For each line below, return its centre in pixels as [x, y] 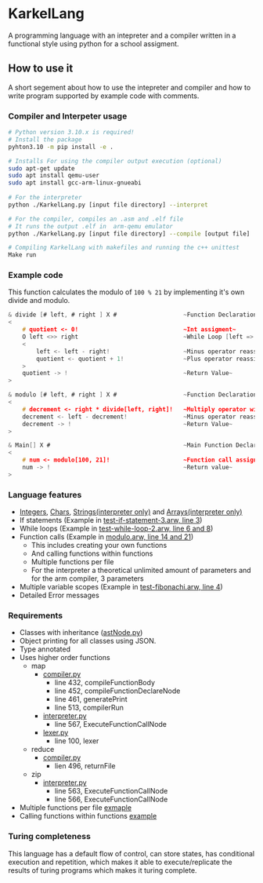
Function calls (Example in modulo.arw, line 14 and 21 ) [106, 537]
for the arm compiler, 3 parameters [87, 578]
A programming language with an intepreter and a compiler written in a [122, 35]
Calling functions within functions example [88, 816]
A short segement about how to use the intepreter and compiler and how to [130, 87]
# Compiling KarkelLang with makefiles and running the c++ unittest [124, 248]
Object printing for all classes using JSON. [88, 641]
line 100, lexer [77, 741]
